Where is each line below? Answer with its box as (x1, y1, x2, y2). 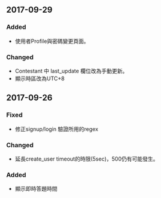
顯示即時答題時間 (14, 185, 58, 193)
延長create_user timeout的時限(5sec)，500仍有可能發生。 (14, 155, 159, 162)
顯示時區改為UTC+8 (14, 75, 65, 82)
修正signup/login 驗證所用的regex (14, 125, 99, 132)
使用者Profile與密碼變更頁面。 (14, 37, 90, 45)
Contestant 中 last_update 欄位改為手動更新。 (14, 67, 128, 74)
